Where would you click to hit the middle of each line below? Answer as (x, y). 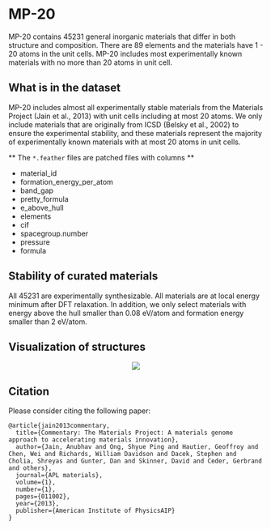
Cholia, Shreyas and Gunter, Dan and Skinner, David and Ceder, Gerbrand (135, 461)
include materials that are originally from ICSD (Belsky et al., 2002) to (124, 124)
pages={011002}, (43, 497)
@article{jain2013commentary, (59, 426)
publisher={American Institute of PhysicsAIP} (95, 511)
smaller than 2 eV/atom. (48, 322)
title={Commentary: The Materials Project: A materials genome (124, 433)
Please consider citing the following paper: (80, 411)
